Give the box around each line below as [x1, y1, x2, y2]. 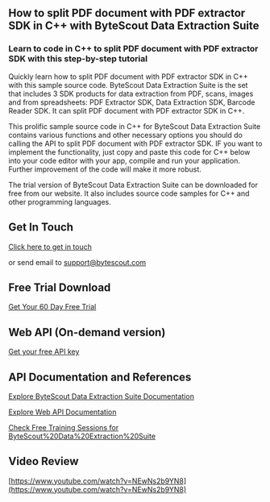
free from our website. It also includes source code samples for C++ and [8, 189, 250, 198]
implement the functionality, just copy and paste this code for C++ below [8, 147, 251, 156]
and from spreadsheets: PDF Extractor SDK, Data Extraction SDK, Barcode [8, 97, 255, 107]
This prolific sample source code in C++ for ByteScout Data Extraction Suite [8, 121, 261, 131]
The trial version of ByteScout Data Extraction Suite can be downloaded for [8, 180, 258, 189]
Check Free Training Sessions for [8, 422, 119, 432]
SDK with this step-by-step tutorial [8, 53, 147, 64]
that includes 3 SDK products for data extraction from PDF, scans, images [8, 89, 254, 98]
